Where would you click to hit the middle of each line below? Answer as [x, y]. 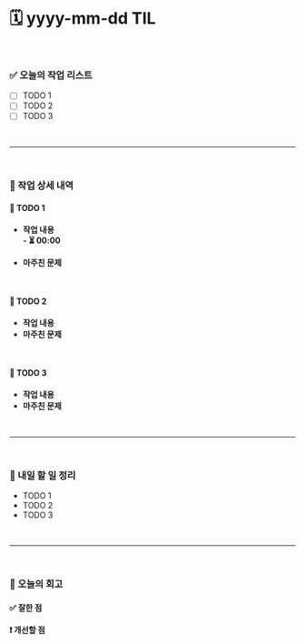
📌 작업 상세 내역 [42, 186]
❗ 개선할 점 [27, 630]
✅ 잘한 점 [26, 608]
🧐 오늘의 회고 [36, 584]
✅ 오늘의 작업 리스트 [51, 75]
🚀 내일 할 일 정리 [43, 475]
